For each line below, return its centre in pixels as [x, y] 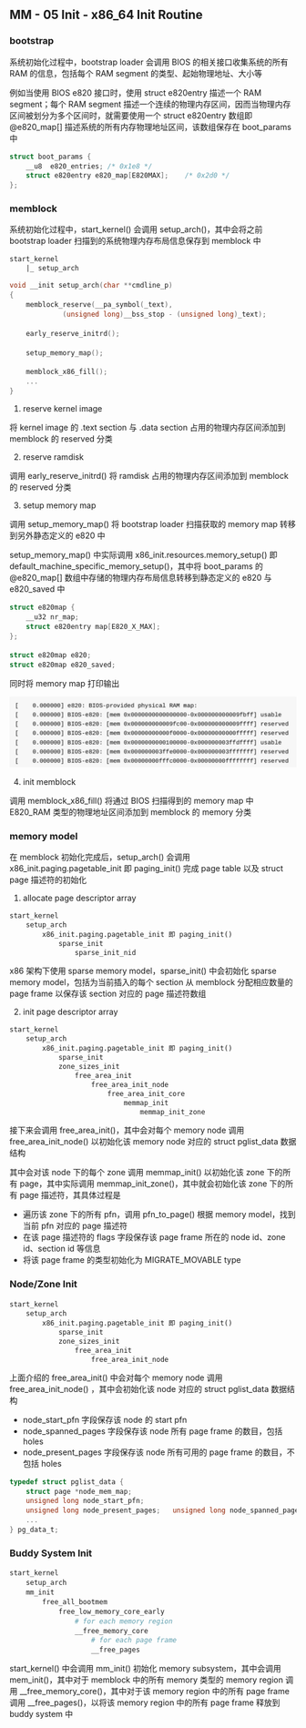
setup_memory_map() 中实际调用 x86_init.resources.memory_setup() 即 [143, 554]
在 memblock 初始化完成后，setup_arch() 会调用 [100, 857]
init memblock [49, 782]
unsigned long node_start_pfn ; [85, 1501]
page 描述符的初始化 [48, 880]
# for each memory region [123, 1621]
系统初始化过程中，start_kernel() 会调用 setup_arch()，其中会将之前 [136, 229]
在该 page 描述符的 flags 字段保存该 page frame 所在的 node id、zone [154, 1237]
